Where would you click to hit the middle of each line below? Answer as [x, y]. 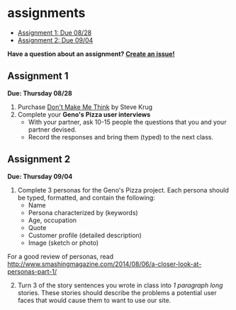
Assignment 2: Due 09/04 [55, 40]
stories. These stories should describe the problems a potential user [117, 292]
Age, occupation [52, 220]
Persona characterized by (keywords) [83, 212]
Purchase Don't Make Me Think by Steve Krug [85, 107]
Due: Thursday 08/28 [40, 93]
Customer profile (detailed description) [85, 235]
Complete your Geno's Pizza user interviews [84, 114]
